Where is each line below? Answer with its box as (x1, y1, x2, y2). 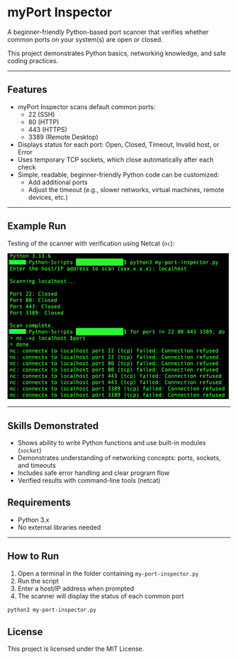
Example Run (7, 220, 67, 233)
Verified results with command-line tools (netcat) (17, 476, 161, 484)
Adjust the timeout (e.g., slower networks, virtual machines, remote (28, 185, 225, 194)
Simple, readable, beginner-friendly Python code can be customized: (17, 170, 220, 179)
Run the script (17, 576, 59, 585)
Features (7, 84, 47, 96)
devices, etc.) (28, 193, 69, 201)
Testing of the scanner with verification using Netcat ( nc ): (7, 239, 175, 247)
